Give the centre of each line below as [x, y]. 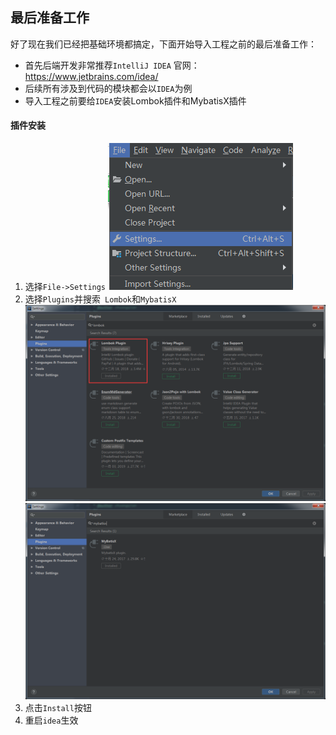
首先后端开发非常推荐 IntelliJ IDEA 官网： [112, 65]
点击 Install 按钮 [58, 708]
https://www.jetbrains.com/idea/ [91, 76]
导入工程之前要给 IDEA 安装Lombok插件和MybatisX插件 [135, 100]
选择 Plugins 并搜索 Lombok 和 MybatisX [100, 299]
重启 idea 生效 [51, 720]
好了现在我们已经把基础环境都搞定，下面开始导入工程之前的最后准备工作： [163, 44]
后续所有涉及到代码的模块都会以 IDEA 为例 [108, 88]
